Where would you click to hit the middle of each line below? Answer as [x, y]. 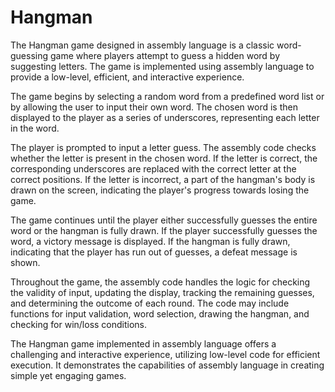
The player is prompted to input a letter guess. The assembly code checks [163, 147]
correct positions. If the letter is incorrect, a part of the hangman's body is [163, 179]
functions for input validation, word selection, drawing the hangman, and [160, 313]
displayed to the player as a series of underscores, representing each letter [165, 117]
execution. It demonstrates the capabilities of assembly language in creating [167, 365]
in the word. [35, 128]
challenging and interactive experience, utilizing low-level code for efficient [165, 354]
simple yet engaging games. [68, 375]
